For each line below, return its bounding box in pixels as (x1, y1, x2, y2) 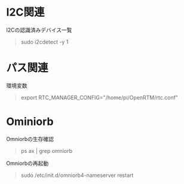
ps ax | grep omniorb (20, 147, 73, 154)
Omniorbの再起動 (6, 160, 49, 167)
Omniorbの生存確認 (6, 135, 54, 142)
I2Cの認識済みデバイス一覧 (6, 26, 73, 33)
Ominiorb (6, 115, 54, 128)
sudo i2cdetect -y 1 (20, 38, 69, 45)
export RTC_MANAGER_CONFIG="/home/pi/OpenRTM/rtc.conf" (20, 94, 178, 101)
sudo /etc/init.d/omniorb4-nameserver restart (20, 171, 134, 179)
